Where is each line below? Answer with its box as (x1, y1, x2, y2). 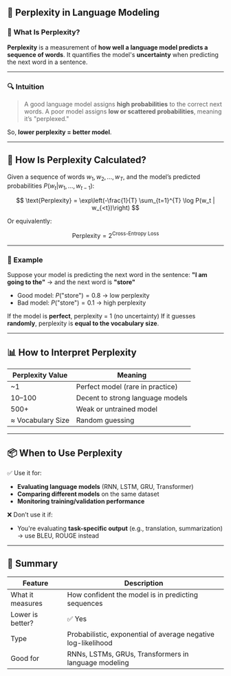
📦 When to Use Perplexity (7, 447, 122, 459)
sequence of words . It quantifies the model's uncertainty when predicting (7, 50, 219, 58)
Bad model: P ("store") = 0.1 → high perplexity (16, 298, 146, 307)
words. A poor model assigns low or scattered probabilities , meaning (23, 107, 222, 116)
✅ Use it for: (7, 468, 43, 477)
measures (10, 598, 43, 608)
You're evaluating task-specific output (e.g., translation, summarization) (16, 524, 223, 532)
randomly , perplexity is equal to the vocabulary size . (7, 319, 159, 327)
